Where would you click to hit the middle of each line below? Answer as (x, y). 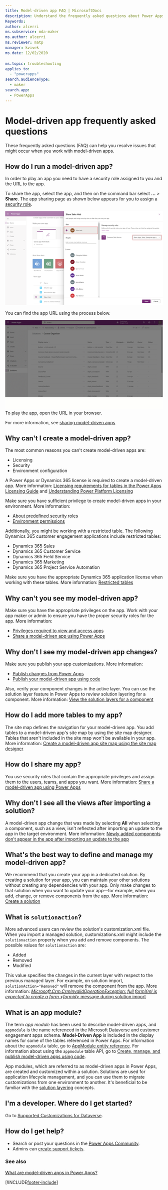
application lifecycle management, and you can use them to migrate (75, 1077)
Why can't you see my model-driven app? (72, 598)
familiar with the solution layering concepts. (50, 1088)
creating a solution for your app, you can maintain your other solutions (77, 880)
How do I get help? (34, 1132)
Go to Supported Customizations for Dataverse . (54, 1115)
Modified (22, 966)
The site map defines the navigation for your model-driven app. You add (79, 727)
